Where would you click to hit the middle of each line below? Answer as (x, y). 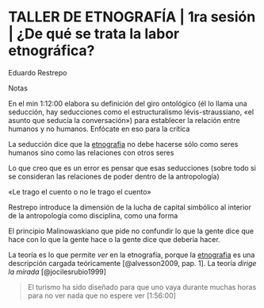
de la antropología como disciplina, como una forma (93, 215)
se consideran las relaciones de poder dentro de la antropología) (114, 176)
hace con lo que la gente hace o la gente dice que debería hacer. (114, 239)
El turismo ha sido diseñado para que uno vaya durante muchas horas (142, 287)
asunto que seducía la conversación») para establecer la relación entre (124, 120)
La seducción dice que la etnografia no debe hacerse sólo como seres (123, 144)
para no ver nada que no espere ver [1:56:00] (102, 295)
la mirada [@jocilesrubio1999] (57, 271)
